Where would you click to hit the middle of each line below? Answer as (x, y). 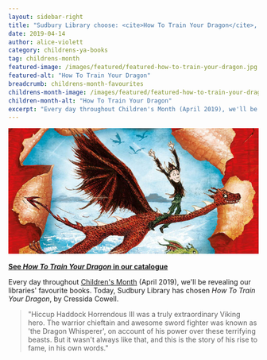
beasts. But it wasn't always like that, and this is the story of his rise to (143, 339)
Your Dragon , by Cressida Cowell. (64, 299)
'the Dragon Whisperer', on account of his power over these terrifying (141, 331)
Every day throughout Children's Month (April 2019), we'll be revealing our (130, 281)
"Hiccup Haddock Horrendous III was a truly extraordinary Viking (134, 314)
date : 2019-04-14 (37, 33)
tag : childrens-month (44, 59)
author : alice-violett (46, 42)
